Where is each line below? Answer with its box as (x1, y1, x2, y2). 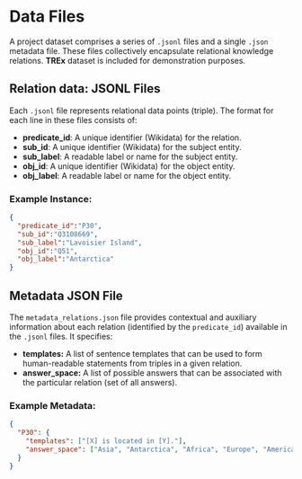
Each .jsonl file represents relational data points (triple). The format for (9, 105, 274, 116)
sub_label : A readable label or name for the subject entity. (22, 151, 238, 162)
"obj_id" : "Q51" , (17, 246, 78, 255)
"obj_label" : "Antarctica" (17, 254, 115, 264)
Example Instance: (9, 192, 93, 205)
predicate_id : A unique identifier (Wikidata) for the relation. (22, 132, 242, 143)
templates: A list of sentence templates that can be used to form (22, 348, 262, 359)
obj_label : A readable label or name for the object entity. (22, 170, 232, 181)
